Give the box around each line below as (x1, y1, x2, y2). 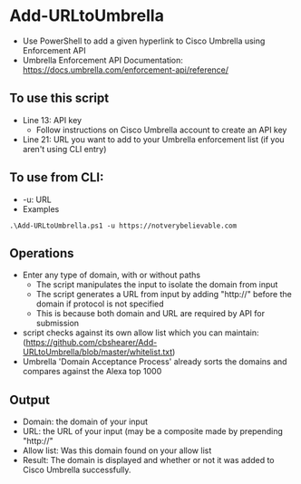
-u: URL (22, 194, 52, 205)
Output (9, 392, 50, 408)
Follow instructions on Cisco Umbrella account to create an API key (35, 124, 287, 135)
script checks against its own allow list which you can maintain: (22, 327, 259, 338)
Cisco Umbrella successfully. (22, 464, 131, 476)
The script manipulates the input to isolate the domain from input (35, 279, 278, 290)
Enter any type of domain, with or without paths (22, 269, 201, 281)
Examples (22, 203, 60, 214)
